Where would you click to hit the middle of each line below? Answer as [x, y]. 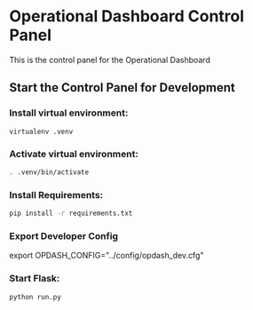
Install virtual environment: [69, 113]
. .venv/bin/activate [49, 172]
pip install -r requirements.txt [71, 214]
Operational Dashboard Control [127, 16]
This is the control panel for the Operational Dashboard [110, 60]
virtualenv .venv [41, 131]
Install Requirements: [56, 195]
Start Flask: [35, 279]
